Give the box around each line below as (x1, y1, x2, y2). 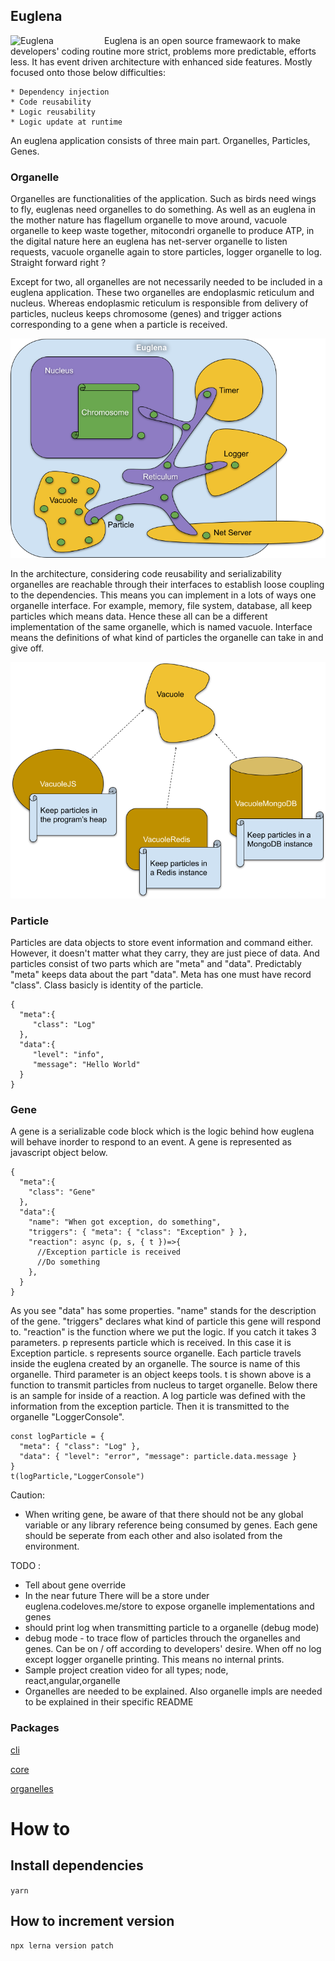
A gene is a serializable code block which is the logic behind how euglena (10, 1125, 315, 1138)
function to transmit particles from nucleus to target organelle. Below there (10, 1379, 318, 1391)
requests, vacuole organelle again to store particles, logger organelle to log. (10, 246, 323, 258)
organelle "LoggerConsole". (10, 1411, 125, 1423)
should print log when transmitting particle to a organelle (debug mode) (24, 1622, 320, 1634)
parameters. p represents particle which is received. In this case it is (10, 1337, 292, 1349)
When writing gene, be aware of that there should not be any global (24, 1509, 304, 1521)
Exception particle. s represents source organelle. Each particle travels (10, 1347, 302, 1359)
